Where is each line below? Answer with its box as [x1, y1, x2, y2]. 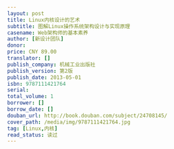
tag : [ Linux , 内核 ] [7, 125, 58, 132]
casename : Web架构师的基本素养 [7, 29, 89, 36]
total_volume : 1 [7, 93, 54, 100]
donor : [7, 42, 26, 49]
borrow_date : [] [7, 106, 54, 113]
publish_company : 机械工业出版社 [7, 61, 96, 68]
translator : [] [7, 55, 51, 62]
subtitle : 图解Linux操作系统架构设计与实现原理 [7, 23, 131, 30]
